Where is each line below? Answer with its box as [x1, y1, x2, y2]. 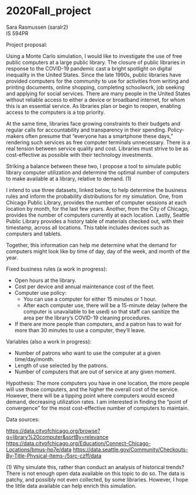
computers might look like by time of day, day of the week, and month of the [6, 248, 190, 255]
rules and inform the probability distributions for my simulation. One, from [6, 193, 183, 200]
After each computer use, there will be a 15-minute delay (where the [23, 301, 188, 309]
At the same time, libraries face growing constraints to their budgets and [6, 120, 181, 127]
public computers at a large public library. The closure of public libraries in [6, 59, 185, 66]
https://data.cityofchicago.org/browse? [6, 427, 101, 434]
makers [6, 132, 25, 139]
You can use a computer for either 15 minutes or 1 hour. [23, 295, 157, 302]
